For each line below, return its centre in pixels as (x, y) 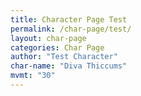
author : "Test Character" (64, 57)
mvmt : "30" (33, 76)
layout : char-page (48, 38)
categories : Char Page (57, 47)
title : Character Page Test (69, 19)
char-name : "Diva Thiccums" (69, 66)
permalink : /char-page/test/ (71, 29)
